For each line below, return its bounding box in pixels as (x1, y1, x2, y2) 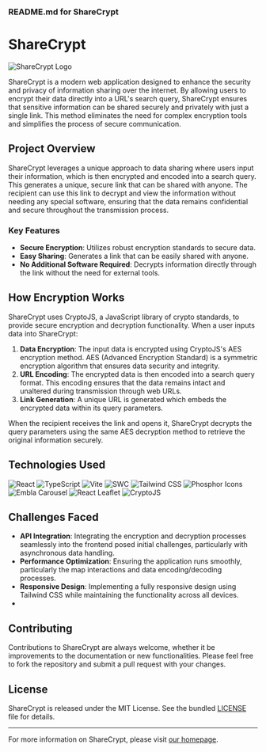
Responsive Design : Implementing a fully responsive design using (19, 582, 237, 591)
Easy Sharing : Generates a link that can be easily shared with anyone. (19, 251, 249, 260)
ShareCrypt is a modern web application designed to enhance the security (8, 77, 251, 86)
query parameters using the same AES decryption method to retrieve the (8, 427, 245, 436)
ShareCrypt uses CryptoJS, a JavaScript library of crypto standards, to (8, 312, 240, 321)
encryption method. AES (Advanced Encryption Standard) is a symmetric (19, 352, 258, 362)
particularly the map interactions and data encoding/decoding (19, 565, 222, 575)
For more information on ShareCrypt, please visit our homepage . (8, 735, 219, 744)
